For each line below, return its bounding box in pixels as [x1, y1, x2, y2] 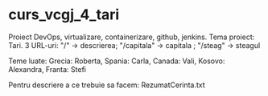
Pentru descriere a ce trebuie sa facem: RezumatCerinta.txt [8, 80, 205, 90]
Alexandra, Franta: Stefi [8, 64, 87, 74]
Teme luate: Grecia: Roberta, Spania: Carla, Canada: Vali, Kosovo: [8, 56, 225, 66]
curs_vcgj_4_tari [8, 6, 120, 24]
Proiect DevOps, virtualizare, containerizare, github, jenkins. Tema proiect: [8, 32, 255, 42]
